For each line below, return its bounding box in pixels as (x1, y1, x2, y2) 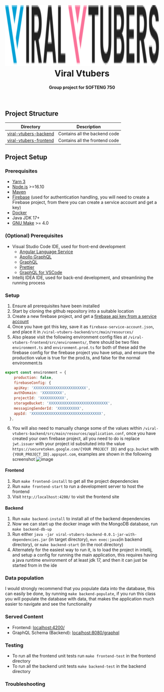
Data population (5, 574, 44, 581)
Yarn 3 (12, 178, 26, 185)
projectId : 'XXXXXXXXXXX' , (14, 395, 69, 401)
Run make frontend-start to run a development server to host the (12, 483, 144, 489)
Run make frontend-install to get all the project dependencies (12, 478, 139, 484)
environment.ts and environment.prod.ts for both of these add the (12, 344, 146, 350)
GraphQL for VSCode (19, 269, 62, 275)
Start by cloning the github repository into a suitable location (12, 308, 134, 314)
